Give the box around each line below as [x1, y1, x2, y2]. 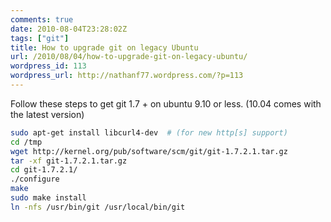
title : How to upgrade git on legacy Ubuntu [10, 42, 199, 53]
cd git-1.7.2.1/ [10, 165, 78, 175]
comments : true [10, 14, 74, 25]
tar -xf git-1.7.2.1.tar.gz [10, 156, 128, 166]
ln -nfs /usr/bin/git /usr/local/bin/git [10, 202, 186, 212]
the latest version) [10, 108, 85, 120]
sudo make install [10, 193, 87, 203]
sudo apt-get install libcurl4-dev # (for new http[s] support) [10, 127, 288, 138]
